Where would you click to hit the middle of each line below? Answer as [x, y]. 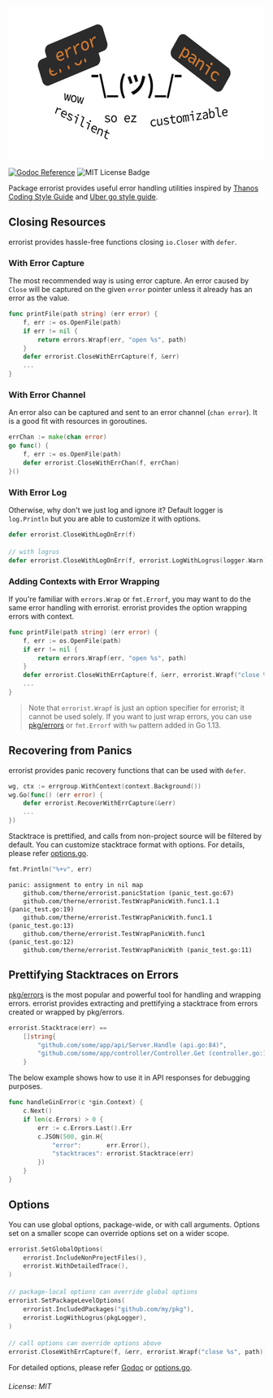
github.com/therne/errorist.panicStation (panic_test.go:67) [128, 893]
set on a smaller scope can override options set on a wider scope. [119, 1233]
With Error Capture [47, 263]
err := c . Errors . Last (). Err [85, 1128]
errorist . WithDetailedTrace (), [76, 1266]
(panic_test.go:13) [41, 925]
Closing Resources [57, 223]
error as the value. [39, 298]
